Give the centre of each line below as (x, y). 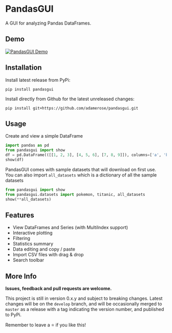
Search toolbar (28, 260)
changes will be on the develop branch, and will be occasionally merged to (84, 304)
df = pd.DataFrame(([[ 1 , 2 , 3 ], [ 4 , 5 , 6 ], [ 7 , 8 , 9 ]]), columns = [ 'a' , (83, 155)
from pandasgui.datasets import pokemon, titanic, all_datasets (75, 194)
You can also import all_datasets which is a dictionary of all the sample (81, 175)
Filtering (21, 238)
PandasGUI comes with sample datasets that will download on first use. (81, 169)
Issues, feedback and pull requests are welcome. (59, 288)
